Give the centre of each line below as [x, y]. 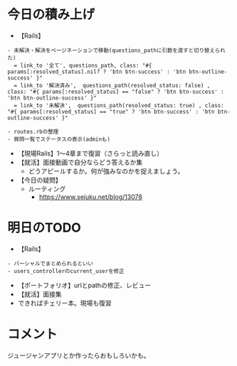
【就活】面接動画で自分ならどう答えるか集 [80, 162]
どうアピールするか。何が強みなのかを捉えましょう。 [106, 171]
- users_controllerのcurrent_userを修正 [66, 271]
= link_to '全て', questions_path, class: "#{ [83, 65]
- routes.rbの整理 [33, 131]
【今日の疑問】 [39, 180]
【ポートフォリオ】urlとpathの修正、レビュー [84, 285]
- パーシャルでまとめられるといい [51, 264]
